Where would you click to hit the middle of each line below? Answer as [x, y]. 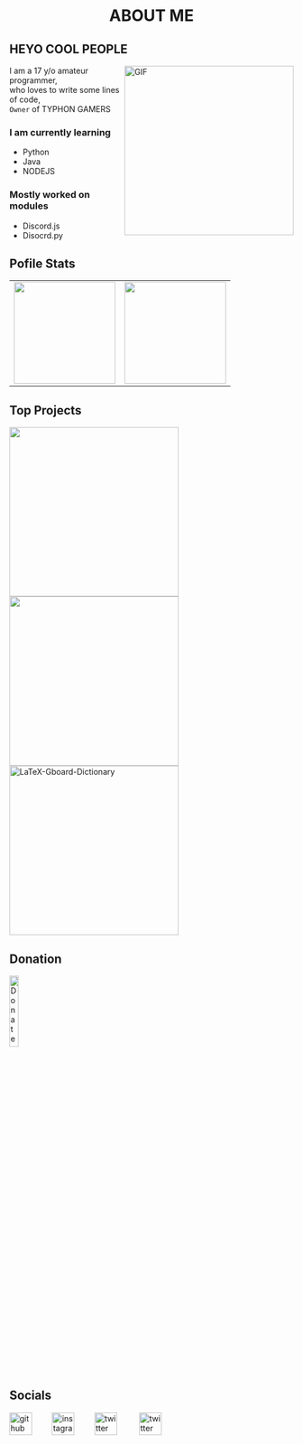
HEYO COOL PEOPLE [69, 49]
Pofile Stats [42, 263]
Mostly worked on [50, 195]
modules [29, 206]
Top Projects [46, 410]
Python [36, 152]
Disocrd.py [42, 235]
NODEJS [39, 172]
